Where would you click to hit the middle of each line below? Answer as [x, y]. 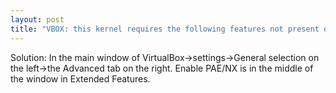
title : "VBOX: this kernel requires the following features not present [165, 29]
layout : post [37, 19]
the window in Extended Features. [80, 78]
